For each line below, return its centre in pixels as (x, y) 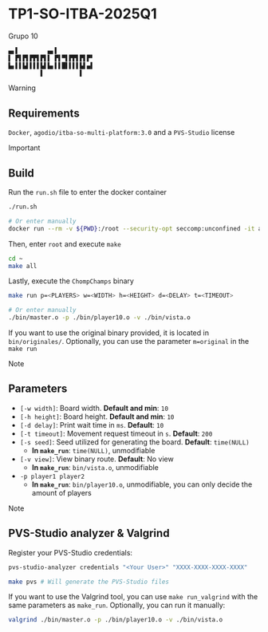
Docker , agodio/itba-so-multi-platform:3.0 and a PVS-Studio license (122, 132)
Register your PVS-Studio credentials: (71, 552)
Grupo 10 (23, 36)
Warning (22, 88)
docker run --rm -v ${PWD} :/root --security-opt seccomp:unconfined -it (132, 228)
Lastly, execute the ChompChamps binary (71, 281)
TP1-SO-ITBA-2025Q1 (83, 14)
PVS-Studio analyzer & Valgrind (89, 533)
